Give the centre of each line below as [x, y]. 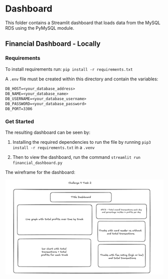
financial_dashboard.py [37, 163]
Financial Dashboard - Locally [53, 44]
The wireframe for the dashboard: [40, 172]
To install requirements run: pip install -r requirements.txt [69, 69]
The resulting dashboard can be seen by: [48, 132]
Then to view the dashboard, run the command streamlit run [76, 157]
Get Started [20, 121]
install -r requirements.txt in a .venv [54, 147]
